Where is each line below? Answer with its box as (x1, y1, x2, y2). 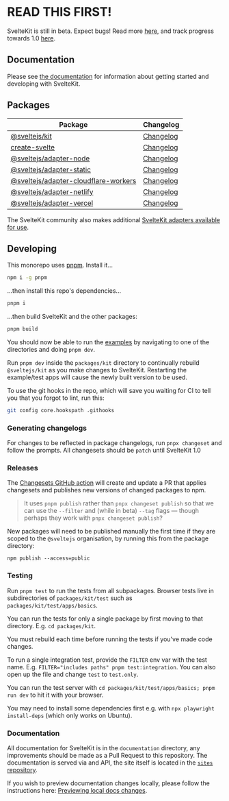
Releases (7, 464, 39, 473)
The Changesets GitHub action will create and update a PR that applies (7, 479, 207, 487)
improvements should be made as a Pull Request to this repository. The (7, 752, 208, 760)
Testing (7, 571, 33, 580)
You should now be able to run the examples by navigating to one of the (7, 338, 210, 346)
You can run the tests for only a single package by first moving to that (7, 614, 204, 623)
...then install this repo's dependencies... (7, 287, 122, 295)
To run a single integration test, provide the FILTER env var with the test (7, 656, 207, 664)
